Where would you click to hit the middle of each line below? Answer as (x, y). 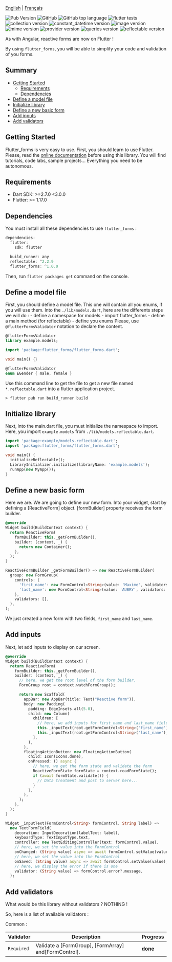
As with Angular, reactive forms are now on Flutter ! (59, 39)
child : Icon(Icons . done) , (56, 757)
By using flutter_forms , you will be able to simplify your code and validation (86, 49)
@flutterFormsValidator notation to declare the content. (64, 326)
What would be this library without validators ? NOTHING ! (67, 904)
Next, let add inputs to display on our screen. (53, 647)
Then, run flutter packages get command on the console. (67, 276)
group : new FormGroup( (34, 575)
